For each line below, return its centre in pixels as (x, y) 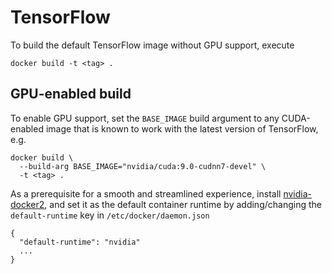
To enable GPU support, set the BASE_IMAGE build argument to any (145, 118)
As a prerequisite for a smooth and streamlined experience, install (146, 193)
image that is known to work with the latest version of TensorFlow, (182, 128)
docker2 (27, 204)
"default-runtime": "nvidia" (80, 242)
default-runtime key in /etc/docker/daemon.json (110, 215)
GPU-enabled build (71, 94)
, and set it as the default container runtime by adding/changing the (183, 204)
